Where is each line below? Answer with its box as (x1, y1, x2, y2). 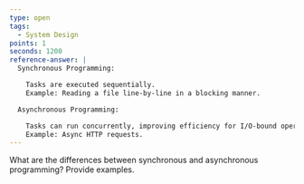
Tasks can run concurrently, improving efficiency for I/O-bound (25, 121, 278, 131)
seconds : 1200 (9, 47, 63, 56)
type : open (9, 13, 51, 23)
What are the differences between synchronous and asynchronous (9, 155, 259, 166)
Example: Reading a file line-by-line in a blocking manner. (25, 88, 261, 98)
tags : (9, 22, 30, 31)
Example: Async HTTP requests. (25, 130, 144, 139)
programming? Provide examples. (9, 164, 135, 175)
